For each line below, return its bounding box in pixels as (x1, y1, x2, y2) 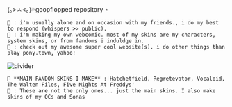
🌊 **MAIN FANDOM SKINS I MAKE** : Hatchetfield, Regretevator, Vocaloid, (7, 75, 226, 82)
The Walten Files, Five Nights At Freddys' (7, 81, 135, 88)
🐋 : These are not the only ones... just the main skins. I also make (7, 88, 216, 94)
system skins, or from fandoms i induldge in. (7, 38, 144, 44)
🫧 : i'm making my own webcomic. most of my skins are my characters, (7, 31, 216, 38)
